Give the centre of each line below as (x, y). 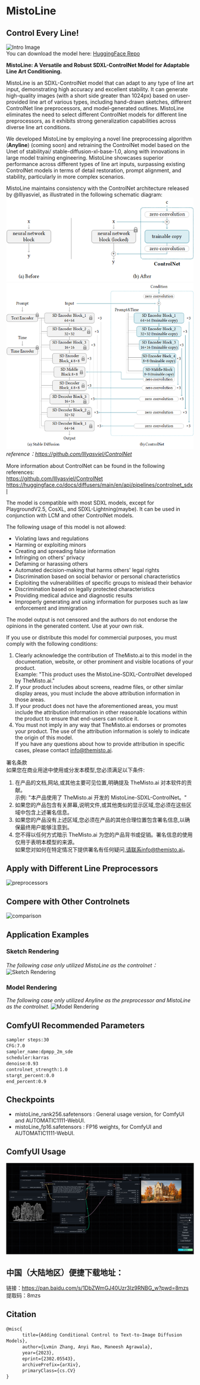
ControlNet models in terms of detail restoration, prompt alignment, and (94, 170)
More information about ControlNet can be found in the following (85, 466)
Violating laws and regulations (52, 538)
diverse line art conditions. (39, 127)
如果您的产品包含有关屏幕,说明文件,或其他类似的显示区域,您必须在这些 (100, 804)
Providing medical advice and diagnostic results (74, 595)
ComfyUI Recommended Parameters (75, 1025)
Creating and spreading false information (65, 551)
